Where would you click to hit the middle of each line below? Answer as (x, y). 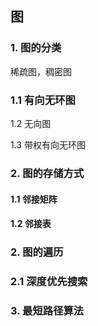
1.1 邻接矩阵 (34, 199)
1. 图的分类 (36, 48)
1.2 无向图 (31, 123)
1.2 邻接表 (31, 224)
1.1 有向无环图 (43, 100)
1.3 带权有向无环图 (48, 144)
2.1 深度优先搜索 (49, 281)
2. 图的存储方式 (47, 173)
